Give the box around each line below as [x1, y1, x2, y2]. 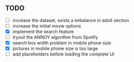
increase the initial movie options [12, 22, 82, 29]
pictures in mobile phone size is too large [12, 45, 98, 51]
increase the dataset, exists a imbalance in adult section [12, 17, 129, 23]
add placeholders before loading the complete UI [12, 51, 115, 57]
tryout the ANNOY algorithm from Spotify [12, 34, 98, 40]
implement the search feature [12, 28, 74, 34]
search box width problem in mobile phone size [12, 40, 111, 46]
